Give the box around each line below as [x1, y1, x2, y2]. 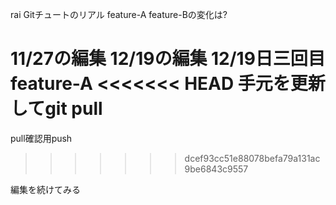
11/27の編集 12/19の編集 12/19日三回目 [10, 48, 326, 70]
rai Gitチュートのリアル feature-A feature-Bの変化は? [10, 9, 228, 20]
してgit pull [10, 98, 103, 120]
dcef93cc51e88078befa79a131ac [184, 152, 321, 164]
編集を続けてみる [10, 183, 81, 195]
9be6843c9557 [184, 163, 249, 175]
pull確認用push [10, 132, 73, 144]
